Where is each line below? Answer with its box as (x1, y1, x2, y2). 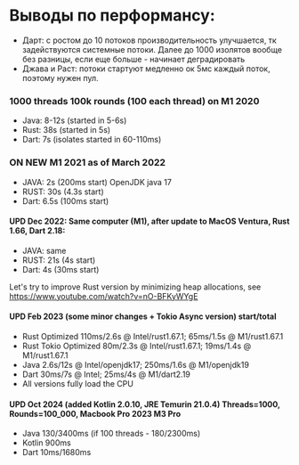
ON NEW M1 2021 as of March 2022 (9, 157, 166, 169)
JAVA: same (21, 245, 67, 256)
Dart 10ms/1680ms (21, 447, 92, 458)
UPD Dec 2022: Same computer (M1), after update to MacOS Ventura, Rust (9, 216, 290, 227)
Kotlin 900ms (21, 437, 71, 448)
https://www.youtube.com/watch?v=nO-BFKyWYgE (9, 290, 198, 301)
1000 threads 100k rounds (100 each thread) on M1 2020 (9, 94, 260, 107)
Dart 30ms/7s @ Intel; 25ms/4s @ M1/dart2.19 (21, 369, 191, 379)
